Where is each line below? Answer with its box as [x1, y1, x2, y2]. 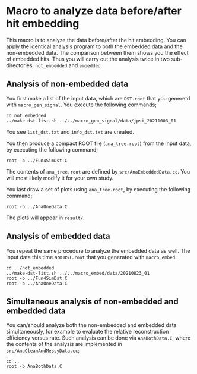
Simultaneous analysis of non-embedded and [6, 296, 179, 307]
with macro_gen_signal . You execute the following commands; [6, 101, 157, 108]
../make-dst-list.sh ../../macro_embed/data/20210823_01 [6, 270, 150, 276]
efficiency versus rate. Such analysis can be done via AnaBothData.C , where [6, 334, 191, 341]
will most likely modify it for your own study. [6, 174, 114, 181]
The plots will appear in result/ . [6, 214, 85, 221]
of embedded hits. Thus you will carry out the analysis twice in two [6, 55, 170, 62]
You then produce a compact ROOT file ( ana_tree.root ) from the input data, [6, 140, 192, 147]
